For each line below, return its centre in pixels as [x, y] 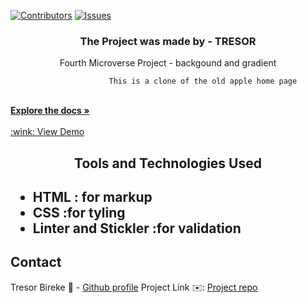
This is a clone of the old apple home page [203, 81]
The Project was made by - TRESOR [168, 41]
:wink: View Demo [47, 132]
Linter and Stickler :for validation [137, 228]
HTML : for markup [92, 197]
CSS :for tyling [79, 213]
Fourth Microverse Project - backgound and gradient [168, 63]
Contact [36, 262]
